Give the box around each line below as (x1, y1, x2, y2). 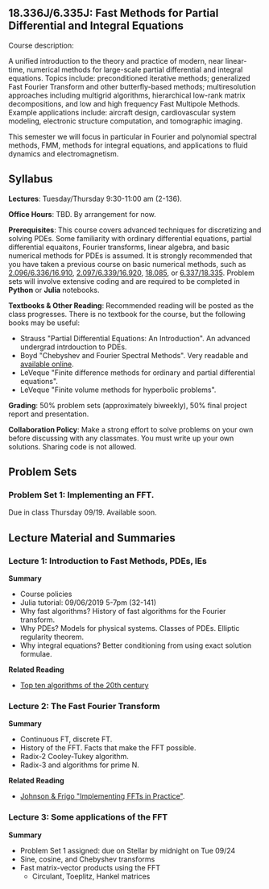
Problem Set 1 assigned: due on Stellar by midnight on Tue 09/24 (19, 845, 236, 855)
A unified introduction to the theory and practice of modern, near (8, 56, 224, 65)
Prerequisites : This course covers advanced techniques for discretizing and (8, 225, 262, 235)
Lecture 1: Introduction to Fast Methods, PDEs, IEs (8, 555, 207, 566)
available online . (19, 359, 74, 369)
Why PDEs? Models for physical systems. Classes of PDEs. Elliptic (19, 624, 240, 632)
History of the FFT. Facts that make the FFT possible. (19, 743, 197, 753)
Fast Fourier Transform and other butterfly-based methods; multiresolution (8, 81, 256, 91)
